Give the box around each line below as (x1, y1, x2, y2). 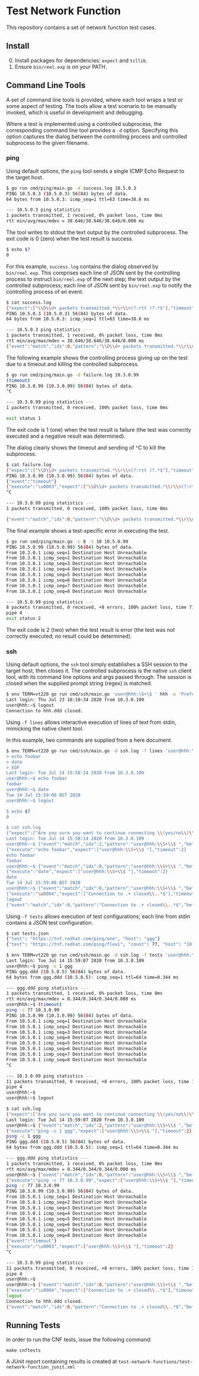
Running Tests (6, 1320, 60, 1331)
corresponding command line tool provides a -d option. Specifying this (6, 126, 179, 134)
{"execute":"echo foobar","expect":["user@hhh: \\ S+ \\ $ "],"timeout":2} (6, 846, 187, 853)
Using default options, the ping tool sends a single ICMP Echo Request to (6, 167, 185, 175)
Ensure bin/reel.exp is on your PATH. (14, 63, 107, 70)
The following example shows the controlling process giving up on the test (6, 354, 188, 361)
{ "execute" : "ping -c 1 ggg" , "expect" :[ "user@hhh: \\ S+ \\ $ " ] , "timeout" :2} (6, 1128, 192, 1134)
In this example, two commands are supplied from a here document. (6, 736, 173, 744)
